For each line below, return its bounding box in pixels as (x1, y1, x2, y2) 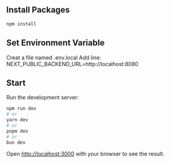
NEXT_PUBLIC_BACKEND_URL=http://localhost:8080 (6, 60, 138, 67)
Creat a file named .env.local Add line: (6, 54, 101, 61)
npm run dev (6, 105, 36, 111)
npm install (6, 21, 36, 27)
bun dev (6, 139, 26, 145)
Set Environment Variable (6, 38, 105, 48)
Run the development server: (6, 94, 79, 101)
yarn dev (6, 117, 29, 123)
